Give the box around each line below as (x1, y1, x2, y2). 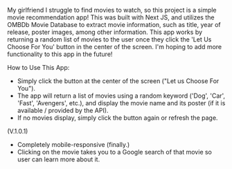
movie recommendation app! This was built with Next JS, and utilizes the (7, 13, 215, 21)
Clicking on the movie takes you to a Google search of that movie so (17, 148, 213, 156)
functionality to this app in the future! (7, 50, 113, 58)
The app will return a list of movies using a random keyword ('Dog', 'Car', (17, 91, 226, 100)
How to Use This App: (7, 64, 70, 71)
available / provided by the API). (17, 107, 109, 114)
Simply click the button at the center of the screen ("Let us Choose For (17, 77, 220, 85)
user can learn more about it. (17, 155, 100, 163)
